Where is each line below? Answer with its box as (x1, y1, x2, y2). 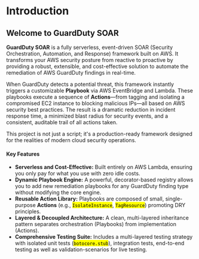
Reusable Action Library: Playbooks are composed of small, (14, 195, 164, 202)
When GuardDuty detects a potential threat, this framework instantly (6, 81, 174, 88)
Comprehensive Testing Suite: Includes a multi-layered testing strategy (14, 233, 193, 240)
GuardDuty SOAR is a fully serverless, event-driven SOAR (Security (6, 44, 173, 51)
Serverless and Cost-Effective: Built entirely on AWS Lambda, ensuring (14, 164, 193, 171)
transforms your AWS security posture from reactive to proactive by (6, 57, 173, 63)
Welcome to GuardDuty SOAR (6, 28, 119, 38)
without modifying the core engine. (14, 189, 102, 196)
